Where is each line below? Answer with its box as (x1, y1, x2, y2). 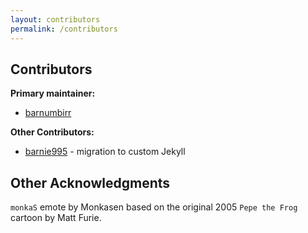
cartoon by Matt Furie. (10, 212, 102, 224)
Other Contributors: (10, 126, 95, 138)
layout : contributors (10, 14, 101, 25)
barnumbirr (24, 107, 72, 119)
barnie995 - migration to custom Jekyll (24, 146, 186, 158)
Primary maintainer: (10, 87, 96, 100)
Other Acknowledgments (10, 174, 171, 191)
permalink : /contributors (10, 24, 118, 34)
